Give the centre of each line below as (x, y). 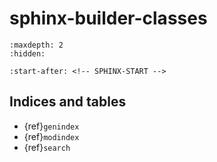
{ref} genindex (51, 126)
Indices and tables (68, 102)
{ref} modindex (51, 136)
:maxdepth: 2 (36, 45)
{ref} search (47, 147)
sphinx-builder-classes (108, 18)
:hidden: (27, 53)
